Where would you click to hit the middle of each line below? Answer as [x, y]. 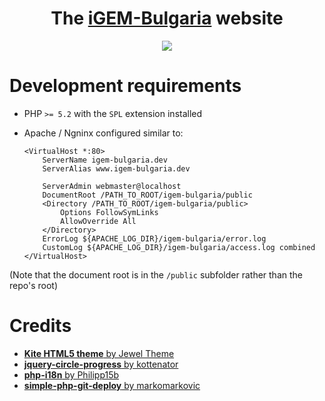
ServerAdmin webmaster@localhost [112, 186]
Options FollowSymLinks [109, 212]
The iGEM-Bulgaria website [167, 18]
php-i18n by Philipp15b [71, 374]
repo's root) [33, 285]
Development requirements [125, 86]
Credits [40, 326]
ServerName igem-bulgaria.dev [105, 160]
